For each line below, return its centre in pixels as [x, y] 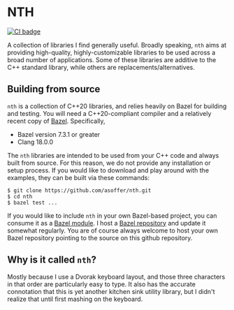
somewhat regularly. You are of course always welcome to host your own [113, 230]
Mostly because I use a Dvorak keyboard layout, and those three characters [116, 276]
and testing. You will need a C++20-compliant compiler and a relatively [109, 113]
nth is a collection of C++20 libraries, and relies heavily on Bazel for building [117, 106]
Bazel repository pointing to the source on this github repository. [100, 237]
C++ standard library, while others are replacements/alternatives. [101, 67]
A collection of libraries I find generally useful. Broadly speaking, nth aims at [117, 45]
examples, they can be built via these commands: [79, 177]
